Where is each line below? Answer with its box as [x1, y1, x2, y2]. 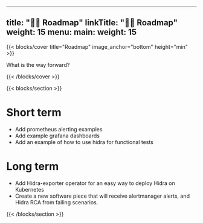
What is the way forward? [6, 61, 70, 68]
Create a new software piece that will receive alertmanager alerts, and [14, 192, 190, 199]
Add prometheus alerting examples [14, 125, 103, 133]
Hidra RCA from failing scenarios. [14, 198, 98, 206]
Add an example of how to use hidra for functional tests [14, 138, 154, 145]
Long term [6, 159, 59, 173]
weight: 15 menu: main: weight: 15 [6, 27, 137, 37]
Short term [6, 106, 62, 119]
